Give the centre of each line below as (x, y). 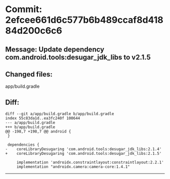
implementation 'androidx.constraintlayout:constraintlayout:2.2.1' (90, 162)
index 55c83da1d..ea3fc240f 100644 (43, 118)
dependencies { (23, 145)
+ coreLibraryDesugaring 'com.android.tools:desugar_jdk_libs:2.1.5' (83, 154)
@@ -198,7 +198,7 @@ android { (38, 132)
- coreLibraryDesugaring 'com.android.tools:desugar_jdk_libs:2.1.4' (83, 149)
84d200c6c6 (34, 31)
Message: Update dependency (55, 49)
